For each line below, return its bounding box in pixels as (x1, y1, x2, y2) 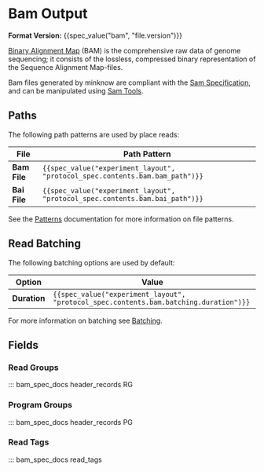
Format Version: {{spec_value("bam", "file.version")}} (8, 31, 183, 40)
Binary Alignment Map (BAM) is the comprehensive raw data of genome (8, 46, 241, 55)
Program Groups (8, 400, 73, 411)
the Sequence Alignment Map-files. (8, 62, 123, 71)
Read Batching (8, 237, 81, 251)
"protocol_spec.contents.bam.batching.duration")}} (53, 298, 251, 306)
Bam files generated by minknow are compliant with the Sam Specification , (8, 78, 251, 87)
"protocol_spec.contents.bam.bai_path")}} (42, 194, 204, 203)
